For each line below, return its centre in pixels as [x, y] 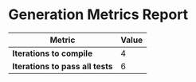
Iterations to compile [53, 53]
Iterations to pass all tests [63, 66]
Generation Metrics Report [98, 15]
